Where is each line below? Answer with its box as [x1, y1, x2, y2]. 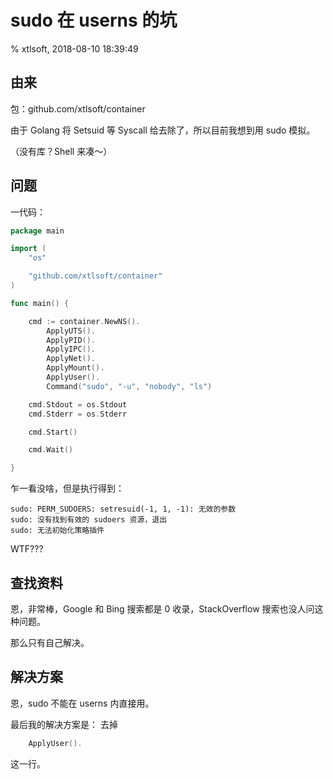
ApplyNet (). [46, 354, 97, 364]
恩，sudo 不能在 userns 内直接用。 [10, 697, 155, 709]
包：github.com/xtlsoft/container [10, 102, 146, 115]
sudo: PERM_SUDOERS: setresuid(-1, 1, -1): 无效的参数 [10, 504, 237, 515]
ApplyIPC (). [46, 344, 97, 355]
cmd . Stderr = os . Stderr [28, 409, 128, 419]
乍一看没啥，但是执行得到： [10, 482, 125, 495]
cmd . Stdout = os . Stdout [28, 399, 128, 410]
